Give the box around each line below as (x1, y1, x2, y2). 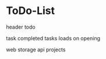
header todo (6, 23, 36, 30)
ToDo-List (6, 4, 55, 18)
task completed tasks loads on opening (6, 34, 101, 41)
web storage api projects (6, 46, 66, 53)
